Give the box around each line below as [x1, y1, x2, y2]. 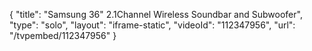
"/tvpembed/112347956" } [9, 30, 117, 41]
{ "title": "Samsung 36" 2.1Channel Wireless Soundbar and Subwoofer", [9, 9, 303, 20]
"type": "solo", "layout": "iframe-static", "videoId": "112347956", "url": [9, 19, 296, 31]
